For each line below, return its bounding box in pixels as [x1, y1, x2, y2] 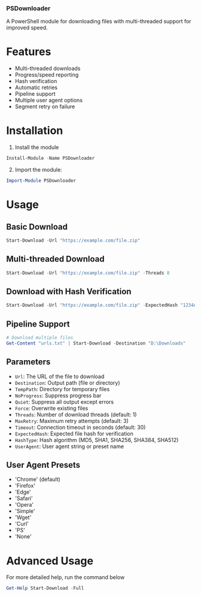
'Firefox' [14, 482, 36, 489]
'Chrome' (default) [14, 476, 61, 483]
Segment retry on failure [14, 103, 75, 110]
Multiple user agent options [14, 97, 83, 104]
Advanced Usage [6, 554, 94, 568]
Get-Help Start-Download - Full [6, 585, 84, 592]
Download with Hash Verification [6, 286, 132, 297]
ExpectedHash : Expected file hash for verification [14, 430, 133, 437]
